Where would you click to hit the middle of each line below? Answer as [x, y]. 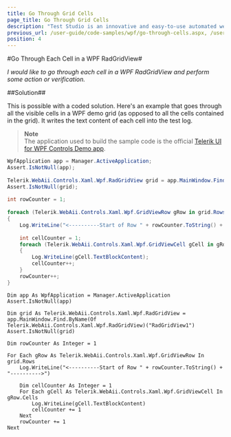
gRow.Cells [23, 397]
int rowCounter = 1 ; [37, 200]
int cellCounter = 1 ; [50, 238]
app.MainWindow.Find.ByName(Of [52, 319]
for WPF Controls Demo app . [65, 149]
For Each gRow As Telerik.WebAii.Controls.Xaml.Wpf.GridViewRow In [106, 355]
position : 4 [24, 39]
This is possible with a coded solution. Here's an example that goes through [114, 106]
